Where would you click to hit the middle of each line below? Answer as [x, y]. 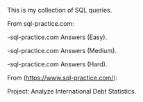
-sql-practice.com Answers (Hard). [57, 64]
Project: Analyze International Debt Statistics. [72, 91]
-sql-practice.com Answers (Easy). [57, 37]
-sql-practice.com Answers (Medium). [62, 51]
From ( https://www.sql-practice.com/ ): [62, 78]
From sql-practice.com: [41, 23]
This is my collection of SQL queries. [60, 10]
